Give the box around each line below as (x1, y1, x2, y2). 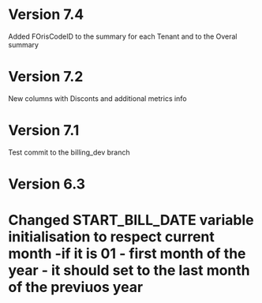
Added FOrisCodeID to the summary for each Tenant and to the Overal (8, 32, 238, 41)
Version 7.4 (8, 6, 84, 24)
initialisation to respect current (8, 228, 215, 246)
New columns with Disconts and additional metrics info (8, 93, 187, 103)
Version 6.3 (8, 175, 85, 193)
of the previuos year (8, 279, 144, 297)
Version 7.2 (8, 68, 84, 86)
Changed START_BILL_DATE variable (8, 211, 254, 230)
